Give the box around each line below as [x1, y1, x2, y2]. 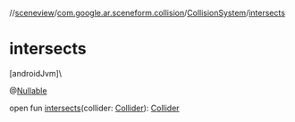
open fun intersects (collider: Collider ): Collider [9, 102, 181, 113]
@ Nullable [9, 85, 47, 96]
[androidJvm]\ [9, 68, 63, 78]
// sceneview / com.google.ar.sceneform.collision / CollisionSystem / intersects [9, 8, 286, 18]
